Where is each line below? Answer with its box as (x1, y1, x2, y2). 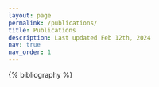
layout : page (8, 11, 52, 20)
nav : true (8, 41, 41, 49)
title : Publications (8, 26, 77, 34)
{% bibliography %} (8, 70, 73, 79)
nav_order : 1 (8, 48, 52, 56)
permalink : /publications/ (8, 19, 98, 27)
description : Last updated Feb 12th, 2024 (8, 33, 151, 42)
